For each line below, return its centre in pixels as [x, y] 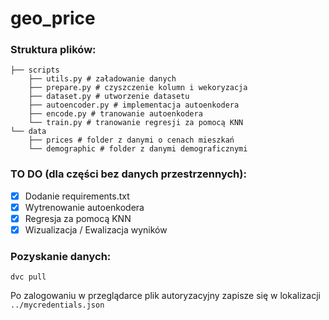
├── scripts [35, 70]
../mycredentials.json [57, 305]
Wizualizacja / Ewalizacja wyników [96, 229]
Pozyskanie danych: [61, 256]
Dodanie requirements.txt [77, 196]
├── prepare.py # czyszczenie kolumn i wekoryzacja [138, 88]
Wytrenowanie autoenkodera [84, 207]
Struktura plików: [53, 50]
